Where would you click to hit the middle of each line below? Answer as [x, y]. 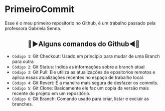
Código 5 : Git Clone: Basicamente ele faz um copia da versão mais [80, 88]
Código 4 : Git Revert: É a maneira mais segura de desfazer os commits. [85, 82]
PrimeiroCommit [40, 9]
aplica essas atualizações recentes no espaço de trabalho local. [78, 77]
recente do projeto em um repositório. [51, 93]
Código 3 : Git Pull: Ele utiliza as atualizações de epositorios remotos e [84, 72]
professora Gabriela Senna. [33, 28]
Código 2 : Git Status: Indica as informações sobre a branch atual [78, 66]
